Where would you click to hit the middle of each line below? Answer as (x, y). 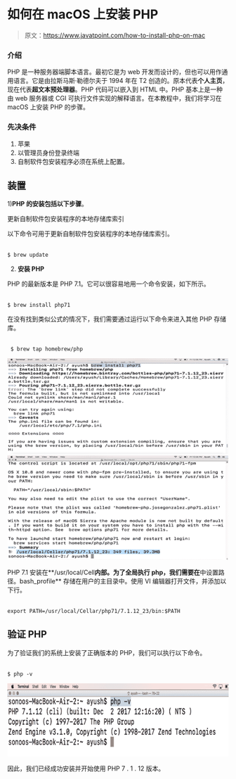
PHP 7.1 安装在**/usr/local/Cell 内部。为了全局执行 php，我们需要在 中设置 (113, 572)
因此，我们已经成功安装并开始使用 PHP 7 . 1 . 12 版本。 (86, 768)
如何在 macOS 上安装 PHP (83, 14)
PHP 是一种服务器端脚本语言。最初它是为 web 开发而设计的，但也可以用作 (115, 72)
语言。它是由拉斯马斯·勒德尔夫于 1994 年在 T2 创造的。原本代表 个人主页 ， (121, 81)
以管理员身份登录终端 (48, 153)
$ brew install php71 (39, 305)
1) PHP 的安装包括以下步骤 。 (47, 204)
